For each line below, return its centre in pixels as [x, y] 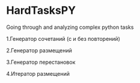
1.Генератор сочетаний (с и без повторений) [63, 38]
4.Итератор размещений [38, 73]
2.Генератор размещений [39, 50]
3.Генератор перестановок [41, 62]
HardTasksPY [41, 11]
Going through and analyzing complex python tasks [70, 27]
